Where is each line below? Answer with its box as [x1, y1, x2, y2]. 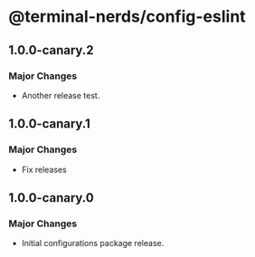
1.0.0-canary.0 [8, 190, 94, 205]
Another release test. [21, 90, 100, 100]
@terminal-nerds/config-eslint [8, 6, 246, 27]
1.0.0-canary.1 [8, 116, 91, 132]
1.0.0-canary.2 [8, 43, 94, 58]
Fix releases [21, 164, 67, 175]
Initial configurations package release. [21, 238, 165, 249]
